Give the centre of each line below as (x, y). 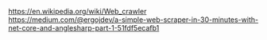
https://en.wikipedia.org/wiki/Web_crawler (77, 11)
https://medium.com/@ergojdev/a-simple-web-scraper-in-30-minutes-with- (133, 20)
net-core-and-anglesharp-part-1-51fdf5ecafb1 (84, 28)
